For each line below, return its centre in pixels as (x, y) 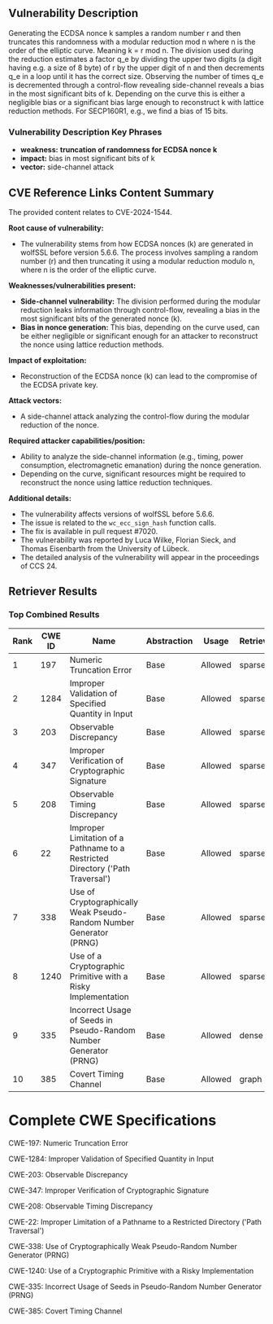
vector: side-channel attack (67, 167)
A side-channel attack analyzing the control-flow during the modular (135, 416)
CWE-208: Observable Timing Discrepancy (80, 1206)
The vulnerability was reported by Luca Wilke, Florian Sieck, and (128, 540)
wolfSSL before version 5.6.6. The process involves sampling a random (139, 252)
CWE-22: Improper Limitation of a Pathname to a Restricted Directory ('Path (135, 1221)
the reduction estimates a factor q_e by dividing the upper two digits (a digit (135, 59)
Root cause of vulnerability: (56, 228)
